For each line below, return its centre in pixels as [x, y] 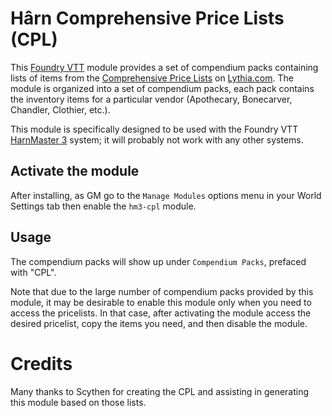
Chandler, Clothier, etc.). [60, 109]
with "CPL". [33, 272]
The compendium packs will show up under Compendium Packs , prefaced [158, 261]
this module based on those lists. [78, 402]
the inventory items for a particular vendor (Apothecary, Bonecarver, [151, 99]
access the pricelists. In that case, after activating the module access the [161, 313]
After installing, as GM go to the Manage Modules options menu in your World [166, 195]
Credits [41, 363]
